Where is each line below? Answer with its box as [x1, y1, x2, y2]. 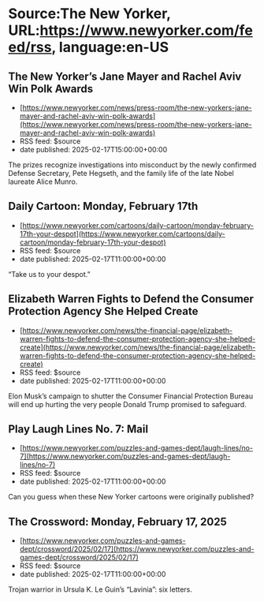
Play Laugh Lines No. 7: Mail [8, 423, 148, 436]
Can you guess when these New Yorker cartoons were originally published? [8, 492, 255, 502]
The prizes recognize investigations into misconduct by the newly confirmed [8, 160, 257, 170]
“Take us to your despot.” [8, 269, 91, 279]
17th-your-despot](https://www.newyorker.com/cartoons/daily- [19, 229, 226, 238]
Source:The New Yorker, [8, 5, 171, 23]
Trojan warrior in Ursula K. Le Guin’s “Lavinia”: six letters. [8, 585, 193, 594]
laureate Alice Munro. [8, 177, 78, 186]
